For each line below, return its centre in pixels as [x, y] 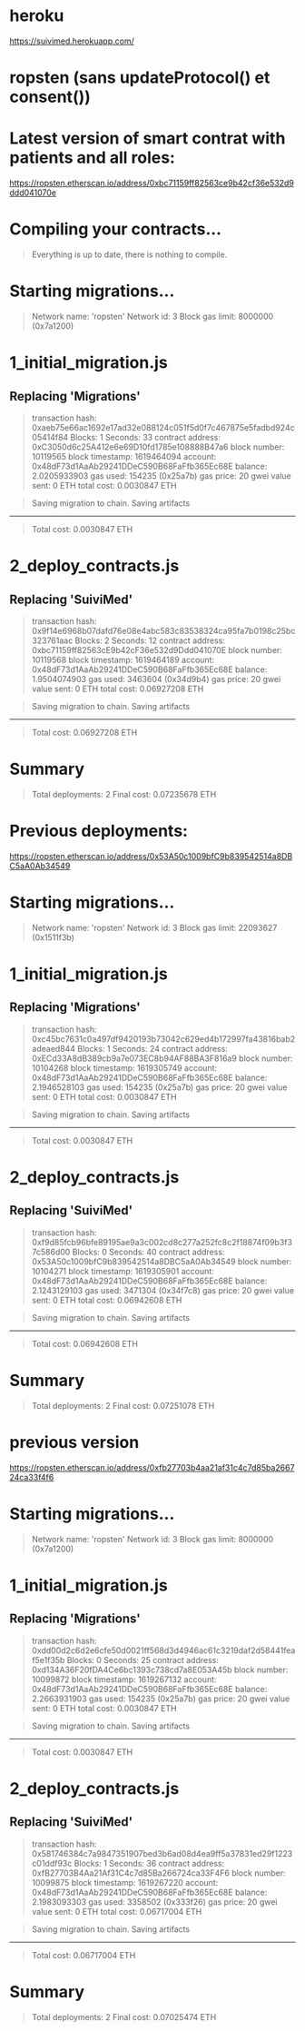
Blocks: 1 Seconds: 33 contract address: [145, 437]
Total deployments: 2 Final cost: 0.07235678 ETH [124, 794]
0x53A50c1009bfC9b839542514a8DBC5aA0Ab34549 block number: [162, 1261]
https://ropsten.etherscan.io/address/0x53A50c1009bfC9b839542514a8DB [151, 856]
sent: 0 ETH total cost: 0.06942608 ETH [107, 1300]
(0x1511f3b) [53, 937]
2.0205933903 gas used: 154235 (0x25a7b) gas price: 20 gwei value [162, 476]
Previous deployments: [99, 831]
